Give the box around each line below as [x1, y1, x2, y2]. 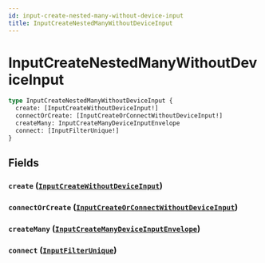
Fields [8, 157, 40, 170]
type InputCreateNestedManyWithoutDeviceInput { [8, 97, 173, 105]
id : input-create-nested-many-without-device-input [8, 11, 184, 20]
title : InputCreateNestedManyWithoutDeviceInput [8, 19, 173, 27]
